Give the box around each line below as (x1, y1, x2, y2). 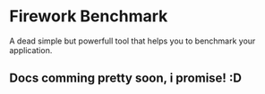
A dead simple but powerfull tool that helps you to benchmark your (9, 35, 256, 46)
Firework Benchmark (9, 6, 168, 27)
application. (9, 44, 53, 55)
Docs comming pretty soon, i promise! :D (9, 71, 242, 86)
